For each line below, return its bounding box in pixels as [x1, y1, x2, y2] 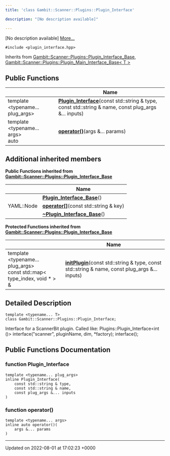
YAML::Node [8, 203, 38, 210]
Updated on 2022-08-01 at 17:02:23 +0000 [5, 445, 96, 451]
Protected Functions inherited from [5, 224, 81, 230]
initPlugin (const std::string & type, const [65, 259, 162, 267]
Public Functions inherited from [5, 168, 73, 174]
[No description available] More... [5, 35, 75, 41]
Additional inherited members [5, 154, 102, 163]
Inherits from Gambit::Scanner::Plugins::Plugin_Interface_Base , [5, 54, 136, 60]
